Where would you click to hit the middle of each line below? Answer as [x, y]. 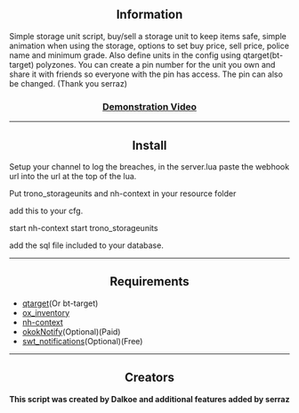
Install [149, 145]
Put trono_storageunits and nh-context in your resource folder [123, 193]
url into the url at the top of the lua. [73, 176]
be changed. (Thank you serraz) [68, 83]
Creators [149, 378]
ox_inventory [46, 312]
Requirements [149, 281]
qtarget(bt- [263, 55]
